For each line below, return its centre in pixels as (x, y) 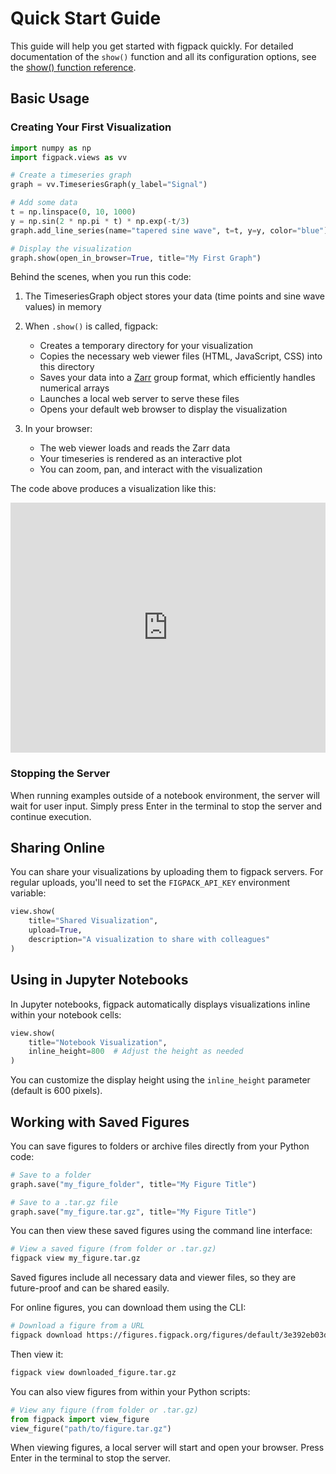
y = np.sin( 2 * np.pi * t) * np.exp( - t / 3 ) (100, 221)
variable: (28, 893)
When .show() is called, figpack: (91, 326)
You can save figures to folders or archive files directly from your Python (160, 1146)
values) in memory (63, 307)
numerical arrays (74, 388)
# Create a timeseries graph (71, 175)
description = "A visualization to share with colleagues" (149, 940)
